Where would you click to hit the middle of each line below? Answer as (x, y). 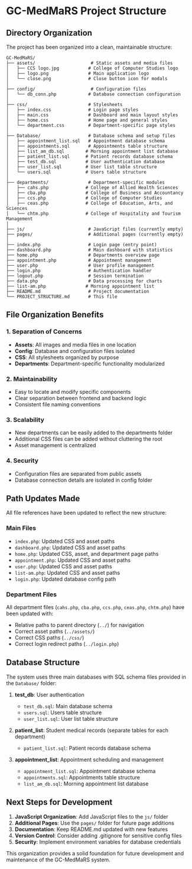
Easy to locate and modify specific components (73, 391)
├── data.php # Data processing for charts (84, 281)
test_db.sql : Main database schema (68, 706)
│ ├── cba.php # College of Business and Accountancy (95, 193)
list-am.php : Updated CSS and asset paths (67, 572)
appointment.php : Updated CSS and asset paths (73, 560)
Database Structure (43, 663)
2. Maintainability (32, 379)
